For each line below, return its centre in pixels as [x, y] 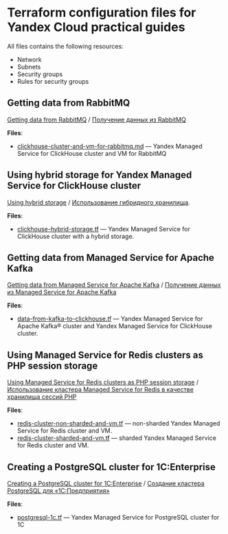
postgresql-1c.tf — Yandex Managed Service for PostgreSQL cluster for [118, 517]
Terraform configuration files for [102, 13]
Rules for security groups [53, 81]
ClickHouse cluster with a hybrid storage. [76, 236]
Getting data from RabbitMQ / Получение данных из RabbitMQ [97, 119]
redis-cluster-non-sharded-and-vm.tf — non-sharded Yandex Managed [118, 423]
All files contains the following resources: [65, 46]
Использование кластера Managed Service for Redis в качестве [101, 390]
